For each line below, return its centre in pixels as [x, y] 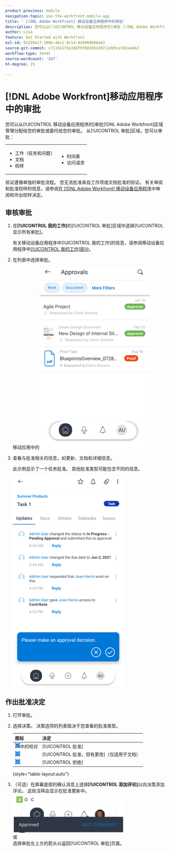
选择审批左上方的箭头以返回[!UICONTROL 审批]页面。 [69, 843]
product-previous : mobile [32, 11]
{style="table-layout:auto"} [41, 774]
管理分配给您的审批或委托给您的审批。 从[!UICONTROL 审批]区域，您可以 [82, 131]
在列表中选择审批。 [33, 260]
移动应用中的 [26, 447]
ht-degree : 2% [20, 64]
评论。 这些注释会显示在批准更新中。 [51, 791]
